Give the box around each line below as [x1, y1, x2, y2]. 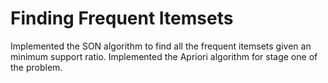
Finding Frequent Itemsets [10, 7, 234, 30]
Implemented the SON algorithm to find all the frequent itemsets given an [10, 40, 312, 52]
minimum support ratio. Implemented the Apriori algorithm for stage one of [10, 50, 318, 62]
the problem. [10, 61, 63, 73]
